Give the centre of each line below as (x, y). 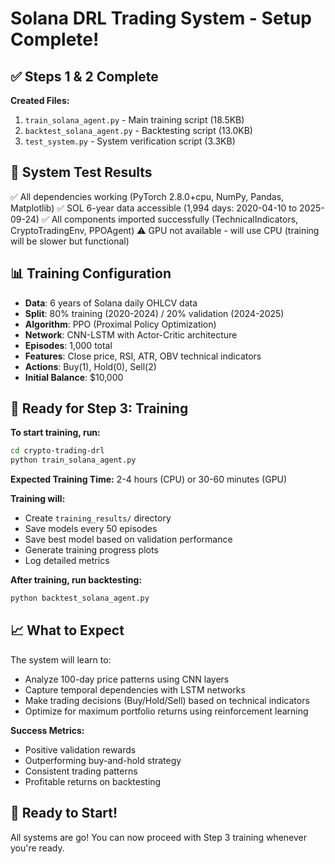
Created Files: (40, 100)
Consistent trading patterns (81, 771)
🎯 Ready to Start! (64, 813)
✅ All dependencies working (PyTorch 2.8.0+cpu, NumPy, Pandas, (147, 196)
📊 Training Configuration (91, 273)
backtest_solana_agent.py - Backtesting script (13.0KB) (138, 130)
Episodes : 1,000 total (68, 345)
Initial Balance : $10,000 (74, 377)
